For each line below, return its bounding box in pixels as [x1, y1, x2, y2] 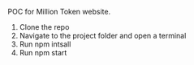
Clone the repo [19, 22, 70, 31]
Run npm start [19, 48, 67, 57]
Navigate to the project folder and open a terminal [19, 31, 187, 40]
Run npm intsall [19, 39, 71, 49]
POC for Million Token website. [7, 7, 111, 16]
